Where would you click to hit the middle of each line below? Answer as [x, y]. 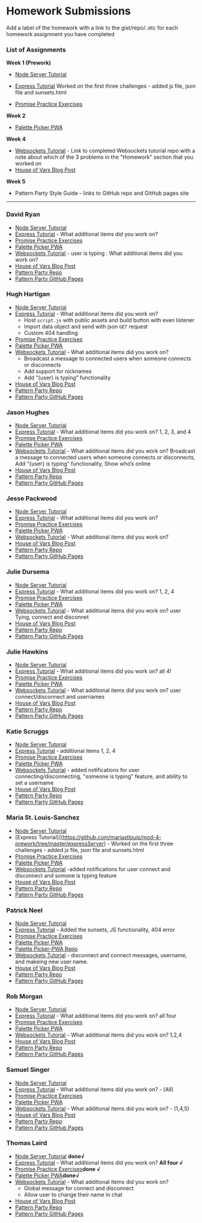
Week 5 [16, 182]
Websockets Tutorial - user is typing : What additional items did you [99, 253]
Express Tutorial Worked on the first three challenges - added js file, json [105, 86]
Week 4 [16, 139]
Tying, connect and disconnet [52, 617]
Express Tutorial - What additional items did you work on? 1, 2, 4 [94, 591]
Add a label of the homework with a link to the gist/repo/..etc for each [92, 28]
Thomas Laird [27, 1143]
